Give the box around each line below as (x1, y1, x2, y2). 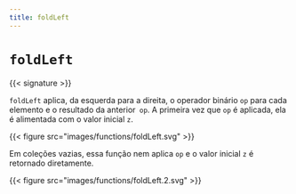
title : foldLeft (9, 12, 69, 22)
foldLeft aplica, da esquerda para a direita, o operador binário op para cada (9, 94, 287, 105)
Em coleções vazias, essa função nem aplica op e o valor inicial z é (9, 148, 254, 158)
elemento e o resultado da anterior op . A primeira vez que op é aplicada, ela (9, 104, 286, 115)
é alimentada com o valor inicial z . (9, 113, 133, 125)
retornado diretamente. (9, 158, 94, 168)
